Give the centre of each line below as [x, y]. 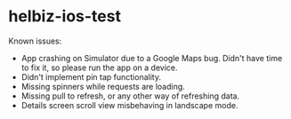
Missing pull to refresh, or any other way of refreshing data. [130, 96]
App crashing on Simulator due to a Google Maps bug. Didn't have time [152, 58]
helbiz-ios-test [65, 16]
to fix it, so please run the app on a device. [99, 67]
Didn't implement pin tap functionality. [91, 76]
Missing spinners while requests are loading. [103, 86]
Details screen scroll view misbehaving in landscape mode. [129, 105]
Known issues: [35, 41]
